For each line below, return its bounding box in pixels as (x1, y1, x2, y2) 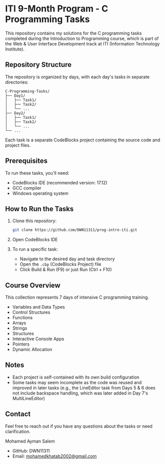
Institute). (5, 46, 25, 52)
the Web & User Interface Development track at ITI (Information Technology (5, 40, 160, 46)
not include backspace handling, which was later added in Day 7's (12, 390, 148, 396)
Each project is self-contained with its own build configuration (12, 374, 140, 380)
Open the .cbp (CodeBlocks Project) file (19, 261, 101, 267)
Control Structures (12, 309, 51, 315)
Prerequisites (5, 157, 48, 165)
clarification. (5, 428, 31, 435)
